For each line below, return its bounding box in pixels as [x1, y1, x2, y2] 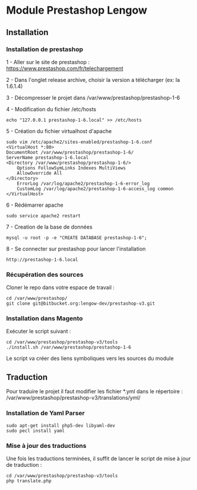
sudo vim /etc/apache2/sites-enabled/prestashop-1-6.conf [6, 139, 152, 145]
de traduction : [6, 461, 42, 468]
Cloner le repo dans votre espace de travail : [6, 284, 115, 291]
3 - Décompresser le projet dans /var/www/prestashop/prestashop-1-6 [6, 94, 180, 101]
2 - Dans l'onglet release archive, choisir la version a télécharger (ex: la [6, 76, 180, 83]
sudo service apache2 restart [6, 213, 81, 219]
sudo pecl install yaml [6, 428, 65, 434]
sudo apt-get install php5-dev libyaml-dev [6, 422, 116, 428]
